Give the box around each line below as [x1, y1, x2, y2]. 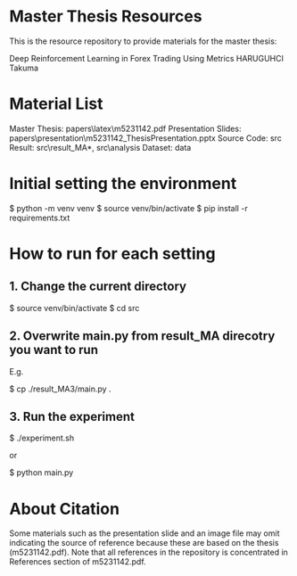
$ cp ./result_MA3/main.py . [9, 383, 111, 394]
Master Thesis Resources [9, 6, 202, 27]
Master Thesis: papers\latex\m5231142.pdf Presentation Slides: [9, 123, 242, 134]
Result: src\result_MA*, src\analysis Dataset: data [9, 142, 192, 152]
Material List [9, 94, 103, 114]
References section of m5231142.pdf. [9, 556, 146, 567]
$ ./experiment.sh [9, 432, 74, 443]
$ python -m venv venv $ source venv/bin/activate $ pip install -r [9, 202, 248, 213]
